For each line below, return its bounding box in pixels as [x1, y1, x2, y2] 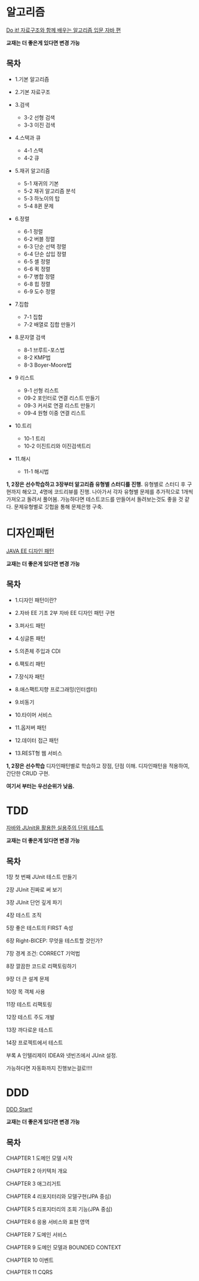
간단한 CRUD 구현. [6, 769, 50, 777]
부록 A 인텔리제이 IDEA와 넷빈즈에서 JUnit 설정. [6, 1052, 118, 1059]
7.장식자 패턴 [14, 673, 45, 680]
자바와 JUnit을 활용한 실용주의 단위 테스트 [6, 824, 104, 832]
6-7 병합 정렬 [23, 272, 55, 280]
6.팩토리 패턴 [14, 660, 46, 667]
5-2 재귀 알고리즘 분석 [23, 187, 76, 194]
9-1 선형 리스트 [23, 386, 59, 394]
